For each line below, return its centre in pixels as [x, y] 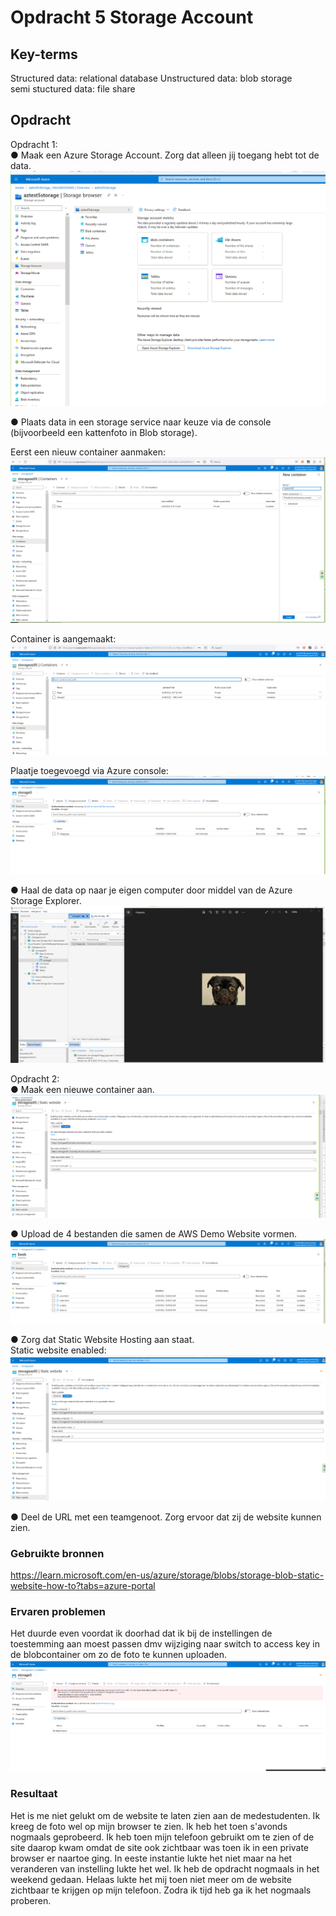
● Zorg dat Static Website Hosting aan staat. [102, 1340]
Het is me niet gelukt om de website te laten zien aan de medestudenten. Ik [165, 1815]
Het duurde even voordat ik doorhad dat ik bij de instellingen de [141, 1633]
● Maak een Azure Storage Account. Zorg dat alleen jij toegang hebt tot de [165, 155]
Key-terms [44, 54]
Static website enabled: [58, 1350]
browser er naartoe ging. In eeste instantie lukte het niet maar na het [151, 1858]
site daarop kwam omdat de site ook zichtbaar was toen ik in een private [160, 1847]
